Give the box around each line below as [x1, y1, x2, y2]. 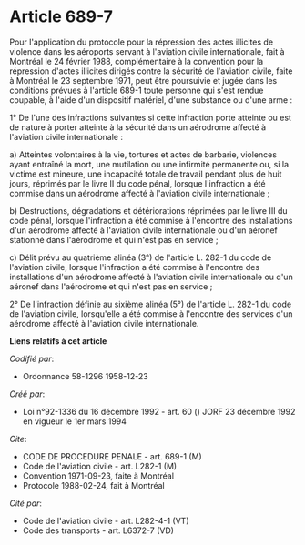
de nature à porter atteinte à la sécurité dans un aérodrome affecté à [9, 121, 267, 133]
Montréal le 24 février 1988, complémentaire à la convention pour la [9, 56, 264, 66]
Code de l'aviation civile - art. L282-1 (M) [22, 460, 178, 471]
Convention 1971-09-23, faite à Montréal [22, 470, 175, 481]
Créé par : [9, 389, 46, 399]
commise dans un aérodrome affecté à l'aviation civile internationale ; [9, 187, 270, 198]
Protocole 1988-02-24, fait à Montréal [22, 479, 166, 490]
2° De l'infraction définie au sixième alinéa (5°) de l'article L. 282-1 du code [9, 298, 292, 309]
